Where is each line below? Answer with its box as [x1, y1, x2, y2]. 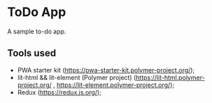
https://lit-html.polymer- [135, 73, 205, 81]
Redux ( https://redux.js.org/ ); [17, 88, 101, 96]
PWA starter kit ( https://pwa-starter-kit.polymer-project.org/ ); [17, 65, 195, 74]
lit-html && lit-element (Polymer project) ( [17, 73, 136, 81]
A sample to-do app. [7, 27, 66, 35]
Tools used [7, 47, 57, 59]
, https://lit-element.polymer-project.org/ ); [52, 81, 175, 89]
